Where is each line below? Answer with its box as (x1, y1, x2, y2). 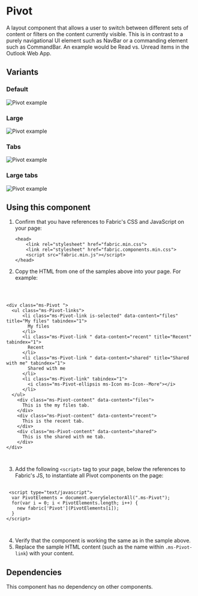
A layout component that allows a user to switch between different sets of (6, 24, 189, 31)
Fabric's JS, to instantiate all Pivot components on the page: (14, 472, 164, 479)
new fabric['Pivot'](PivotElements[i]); (17, 505, 119, 512)
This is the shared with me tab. (22, 434, 106, 440)
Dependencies (6, 567, 62, 577)
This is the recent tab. (22, 418, 85, 425)
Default (6, 85, 29, 94)
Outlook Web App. (6, 49, 52, 57)
